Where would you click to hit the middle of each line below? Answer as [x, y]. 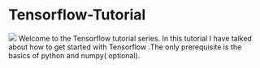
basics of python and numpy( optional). [74, 55]
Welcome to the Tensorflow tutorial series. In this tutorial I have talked [135, 38]
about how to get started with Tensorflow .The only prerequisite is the [125, 47]
